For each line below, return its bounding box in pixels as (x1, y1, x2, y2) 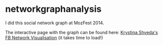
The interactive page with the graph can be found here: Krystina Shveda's (5, 29, 158, 35)
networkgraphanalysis (5, 3, 102, 15)
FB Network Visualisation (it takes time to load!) (5, 35, 103, 41)
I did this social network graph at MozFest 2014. (5, 20, 104, 26)
